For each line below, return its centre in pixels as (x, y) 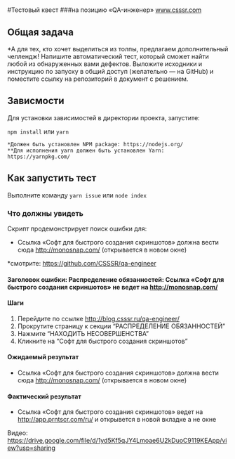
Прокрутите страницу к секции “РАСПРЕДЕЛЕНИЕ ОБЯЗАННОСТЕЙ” (121, 326)
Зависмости (36, 101)
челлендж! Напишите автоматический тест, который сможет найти (108, 56)
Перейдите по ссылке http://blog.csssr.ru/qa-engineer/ (99, 318)
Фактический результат (45, 396)
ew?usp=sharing (32, 448)
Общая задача (40, 32)
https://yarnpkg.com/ (39, 157)
